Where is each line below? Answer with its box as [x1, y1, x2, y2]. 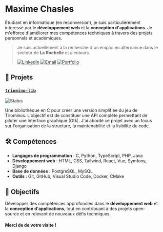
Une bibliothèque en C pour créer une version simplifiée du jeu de [5, 107, 138, 113]
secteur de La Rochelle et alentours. [17, 50, 90, 56]
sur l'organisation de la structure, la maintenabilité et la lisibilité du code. [5, 123, 150, 129]
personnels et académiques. [5, 35, 62, 41]
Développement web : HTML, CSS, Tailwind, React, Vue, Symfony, [12, 158, 147, 164]
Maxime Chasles [5, 3, 74, 15]
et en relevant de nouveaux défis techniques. [20, 211, 111, 217]
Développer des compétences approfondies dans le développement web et [5, 201, 158, 207]
